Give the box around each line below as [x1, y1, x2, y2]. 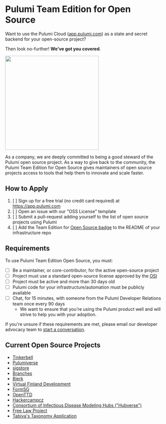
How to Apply [5, 184, 48, 193]
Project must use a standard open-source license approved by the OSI [12, 273, 158, 279]
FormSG [12, 386, 30, 392]
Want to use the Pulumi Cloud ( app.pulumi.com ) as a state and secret [5, 31, 148, 37]
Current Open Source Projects [5, 341, 101, 349]
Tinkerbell [12, 354, 33, 360]
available [12, 290, 31, 296]
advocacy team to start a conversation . [5, 326, 86, 332]
